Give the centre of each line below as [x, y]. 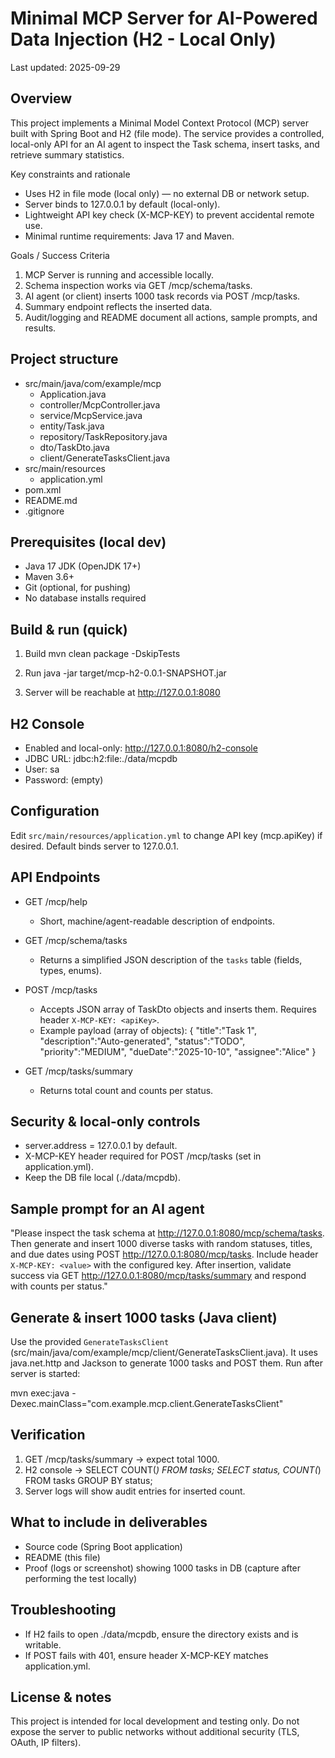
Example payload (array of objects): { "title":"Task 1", [148, 1030]
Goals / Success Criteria [60, 255]
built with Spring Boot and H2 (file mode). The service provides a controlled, [167, 133]
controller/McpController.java [100, 404]
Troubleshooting [63, 1610]
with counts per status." [59, 1286]
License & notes [61, 1697]
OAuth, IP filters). [46, 1743]
